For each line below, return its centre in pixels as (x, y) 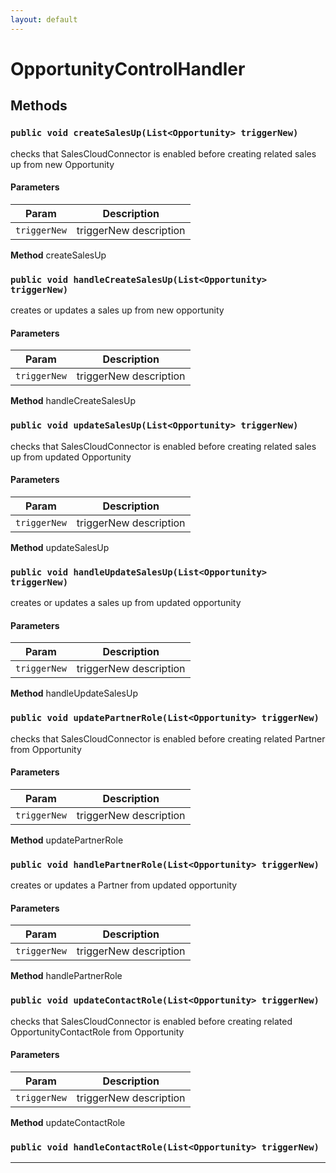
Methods (39, 106)
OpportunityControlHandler (128, 68)
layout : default (44, 19)
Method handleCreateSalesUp (73, 401)
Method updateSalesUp (60, 547)
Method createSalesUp (58, 255)
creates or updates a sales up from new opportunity (117, 310)
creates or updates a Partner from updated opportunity (124, 885)
